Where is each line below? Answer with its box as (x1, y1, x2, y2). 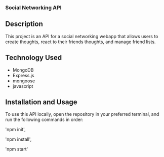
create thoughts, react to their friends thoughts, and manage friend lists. (5, 39, 156, 45)
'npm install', (5, 136, 32, 142)
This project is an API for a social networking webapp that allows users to (5, 33, 158, 39)
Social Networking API (5, 4, 62, 11)
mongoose (12, 78, 35, 84)
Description (5, 20, 43, 28)
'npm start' (5, 146, 28, 152)
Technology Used (5, 53, 62, 62)
